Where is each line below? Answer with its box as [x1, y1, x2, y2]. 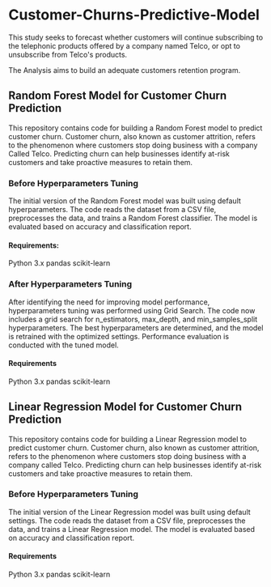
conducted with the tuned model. [8, 340, 119, 350]
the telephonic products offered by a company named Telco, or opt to [8, 40, 241, 50]
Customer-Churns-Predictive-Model [8, 6, 260, 24]
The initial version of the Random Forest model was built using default [8, 196, 241, 206]
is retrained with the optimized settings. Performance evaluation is [8, 331, 229, 341]
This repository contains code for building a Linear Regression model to [8, 434, 247, 444]
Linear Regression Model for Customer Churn [8, 400, 243, 414]
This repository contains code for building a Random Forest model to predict [8, 123, 263, 133]
